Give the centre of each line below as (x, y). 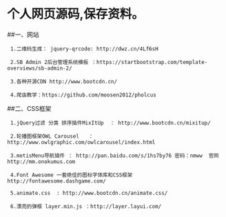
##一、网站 (23, 34)
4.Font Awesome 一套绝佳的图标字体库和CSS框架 (71, 175)
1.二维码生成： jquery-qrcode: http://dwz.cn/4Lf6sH (84, 49)
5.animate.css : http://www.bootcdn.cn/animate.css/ (89, 193)
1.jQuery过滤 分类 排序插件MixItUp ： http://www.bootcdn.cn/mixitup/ (111, 123)
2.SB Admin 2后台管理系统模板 (49, 62)
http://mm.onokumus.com (41, 162)
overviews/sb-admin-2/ (40, 68)
